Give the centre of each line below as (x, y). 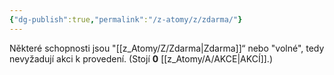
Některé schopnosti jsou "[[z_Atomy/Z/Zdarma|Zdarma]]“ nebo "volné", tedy (167, 48)
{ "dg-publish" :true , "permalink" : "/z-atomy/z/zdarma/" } (126, 19)
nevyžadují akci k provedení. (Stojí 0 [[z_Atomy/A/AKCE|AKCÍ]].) (141, 58)
